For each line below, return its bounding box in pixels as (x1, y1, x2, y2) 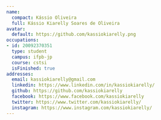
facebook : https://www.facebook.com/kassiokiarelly (11, 93, 145, 99)
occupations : (6, 37, 39, 43)
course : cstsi (11, 59, 47, 65)
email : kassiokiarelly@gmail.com (11, 76, 96, 82)
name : (6, 8, 20, 15)
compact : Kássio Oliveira (11, 15, 77, 21)
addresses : (6, 71, 34, 77)
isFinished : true (11, 65, 55, 72)
